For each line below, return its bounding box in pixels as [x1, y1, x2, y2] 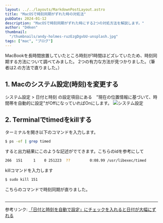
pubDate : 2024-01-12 [5, 16, 47, 21]
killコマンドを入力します [5, 168, 53, 174]
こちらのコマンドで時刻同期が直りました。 [5, 187, 90, 192]
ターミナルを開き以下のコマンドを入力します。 [5, 129, 98, 135]
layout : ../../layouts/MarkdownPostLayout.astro [5, 7, 105, 12]
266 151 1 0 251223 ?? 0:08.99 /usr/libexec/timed [5, 158, 147, 163]
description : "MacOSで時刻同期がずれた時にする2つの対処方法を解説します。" [5, 20, 145, 26]
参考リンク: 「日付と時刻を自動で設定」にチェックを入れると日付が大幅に [5, 207, 152, 212]
